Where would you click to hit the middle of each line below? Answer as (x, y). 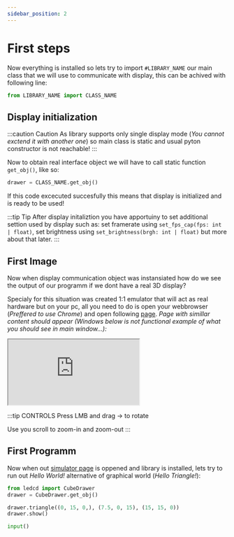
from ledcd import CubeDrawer (51, 488)
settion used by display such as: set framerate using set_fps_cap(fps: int (115, 224)
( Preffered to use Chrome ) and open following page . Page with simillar (109, 314)
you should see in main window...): (57, 329)
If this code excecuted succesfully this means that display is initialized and (115, 196)
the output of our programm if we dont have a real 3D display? (97, 285)
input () (19, 527)
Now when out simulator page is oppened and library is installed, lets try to (115, 468)
